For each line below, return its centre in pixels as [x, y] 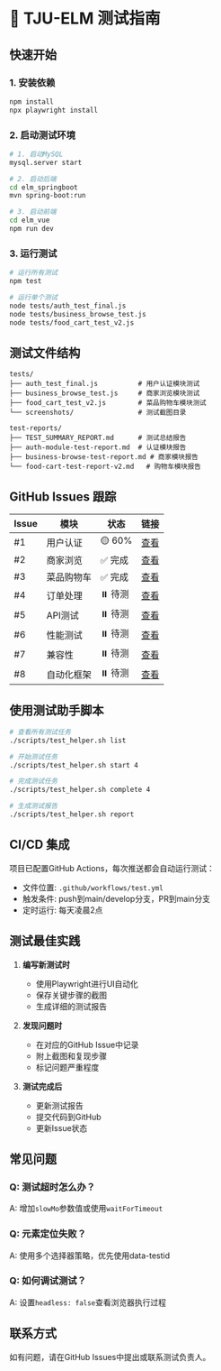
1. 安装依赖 [32, 82]
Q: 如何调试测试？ [48, 1281]
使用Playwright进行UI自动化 [87, 983]
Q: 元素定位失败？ [48, 1234]
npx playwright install [54, 110]
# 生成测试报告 [34, 806]
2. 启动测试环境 [43, 134]
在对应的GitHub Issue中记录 [87, 1044]
